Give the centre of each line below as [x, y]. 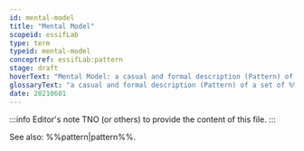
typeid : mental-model [50, 52]
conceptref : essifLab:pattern [66, 60]
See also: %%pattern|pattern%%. [72, 137]
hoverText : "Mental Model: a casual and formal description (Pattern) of [152, 77]
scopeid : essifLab [44, 34]
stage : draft [34, 69]
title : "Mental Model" [52, 26]
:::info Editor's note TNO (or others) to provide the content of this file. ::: [142, 119]
